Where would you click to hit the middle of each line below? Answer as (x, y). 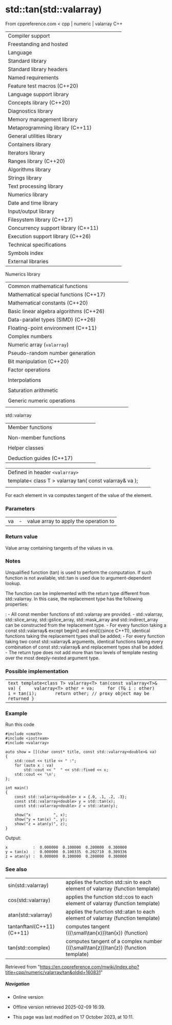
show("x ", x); (41, 815)
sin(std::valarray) (28, 885)
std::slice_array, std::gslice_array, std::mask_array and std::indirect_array (82, 619)
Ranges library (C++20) (37, 161)
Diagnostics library (30, 111)
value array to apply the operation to (71, 522)
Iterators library (26, 153)
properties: (17, 604)
